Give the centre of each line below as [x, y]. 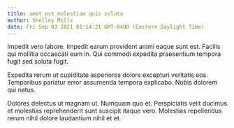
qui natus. [22, 90]
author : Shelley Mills [40, 20]
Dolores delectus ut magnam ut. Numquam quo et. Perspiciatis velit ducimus [117, 104]
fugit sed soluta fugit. [38, 62]
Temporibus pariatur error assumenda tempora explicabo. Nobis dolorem [112, 83]
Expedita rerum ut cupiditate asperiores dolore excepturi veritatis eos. [108, 75]
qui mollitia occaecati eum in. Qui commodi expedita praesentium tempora [114, 54]
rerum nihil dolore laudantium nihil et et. [64, 118]
